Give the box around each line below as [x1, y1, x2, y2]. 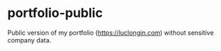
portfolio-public [7, 5, 103, 21]
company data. [7, 35, 52, 44]
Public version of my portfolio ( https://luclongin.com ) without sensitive [7, 28, 214, 37]
